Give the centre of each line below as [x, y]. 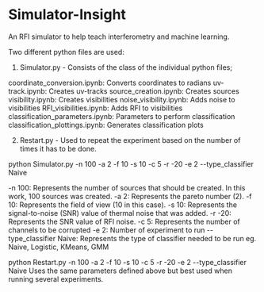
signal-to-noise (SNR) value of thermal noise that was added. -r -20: [120, 213]
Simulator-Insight [67, 15]
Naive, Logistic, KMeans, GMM [59, 247]
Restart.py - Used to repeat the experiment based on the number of [130, 140]
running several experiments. [56, 279]
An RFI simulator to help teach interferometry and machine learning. [119, 36]
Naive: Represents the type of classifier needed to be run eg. [157, 238]
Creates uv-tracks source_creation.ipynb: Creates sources [144, 91]
